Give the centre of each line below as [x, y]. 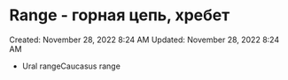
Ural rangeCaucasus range [71, 66]
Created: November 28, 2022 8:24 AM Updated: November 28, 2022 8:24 [144, 40]
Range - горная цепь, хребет [120, 15]
